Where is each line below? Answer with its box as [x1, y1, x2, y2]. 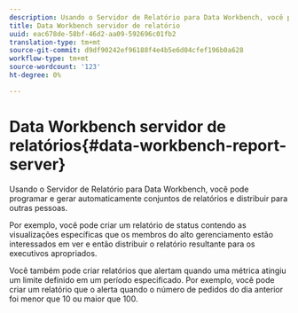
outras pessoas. [9, 202, 68, 213]
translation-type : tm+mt [9, 37, 101, 47]
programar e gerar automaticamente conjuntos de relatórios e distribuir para [9, 192, 288, 204]
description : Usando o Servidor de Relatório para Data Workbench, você [9, 12, 284, 22]
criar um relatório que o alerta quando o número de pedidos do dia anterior [9, 284, 284, 294]
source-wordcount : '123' [9, 63, 101, 72]
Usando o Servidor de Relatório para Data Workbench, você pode [9, 184, 249, 194]
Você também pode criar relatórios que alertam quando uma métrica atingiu [9, 265, 286, 276]
